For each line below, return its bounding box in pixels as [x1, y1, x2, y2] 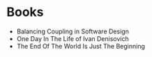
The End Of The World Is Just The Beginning [16, 42, 146, 50]
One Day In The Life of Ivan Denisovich [16, 34, 130, 42]
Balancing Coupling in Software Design [16, 27, 130, 35]
